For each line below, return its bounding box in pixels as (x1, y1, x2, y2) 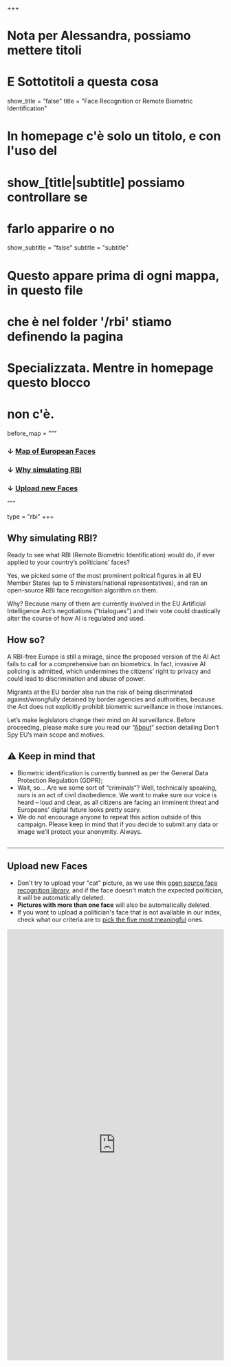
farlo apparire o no (7, 221, 115, 237)
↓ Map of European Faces (7, 446, 96, 456)
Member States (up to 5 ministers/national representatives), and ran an (7, 579, 208, 587)
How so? (7, 634, 45, 646)
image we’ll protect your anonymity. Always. (16, 827, 142, 835)
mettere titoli (7, 43, 82, 59)
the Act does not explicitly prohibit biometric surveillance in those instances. (7, 702, 223, 710)
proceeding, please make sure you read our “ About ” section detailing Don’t (7, 723, 219, 731)
